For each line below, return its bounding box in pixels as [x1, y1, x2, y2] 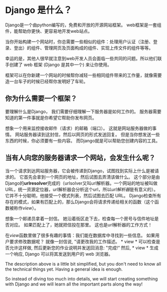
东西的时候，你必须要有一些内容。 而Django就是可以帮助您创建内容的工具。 [5, 138, 161, 144]
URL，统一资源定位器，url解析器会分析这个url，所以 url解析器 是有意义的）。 [5, 186, 158, 192]
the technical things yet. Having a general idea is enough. [5, 266, 123, 272]
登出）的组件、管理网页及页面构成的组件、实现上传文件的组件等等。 [13, 45, 153, 51]
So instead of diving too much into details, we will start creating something [5, 276, 158, 282]
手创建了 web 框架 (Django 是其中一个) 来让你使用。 [5, 62, 112, 68]
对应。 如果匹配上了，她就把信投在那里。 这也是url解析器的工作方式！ [9, 221, 153, 227]
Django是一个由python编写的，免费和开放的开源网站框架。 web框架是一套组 [5, 22, 162, 28]
